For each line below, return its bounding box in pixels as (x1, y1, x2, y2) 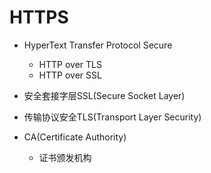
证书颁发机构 (38, 151, 92, 163)
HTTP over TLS (38, 58, 102, 70)
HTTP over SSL (38, 69, 102, 81)
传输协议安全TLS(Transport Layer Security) (23, 111, 202, 123)
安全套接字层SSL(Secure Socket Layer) (23, 89, 186, 101)
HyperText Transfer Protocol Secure (23, 39, 173, 51)
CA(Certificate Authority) (23, 131, 127, 143)
